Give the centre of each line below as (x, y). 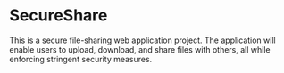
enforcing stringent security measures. (81, 59)
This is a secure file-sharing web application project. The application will (142, 40)
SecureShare (58, 16)
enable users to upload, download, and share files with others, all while (140, 49)
